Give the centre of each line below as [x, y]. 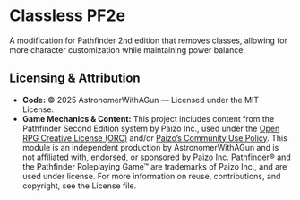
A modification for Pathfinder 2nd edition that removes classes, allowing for [149, 40]
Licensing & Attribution [75, 78]
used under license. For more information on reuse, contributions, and [151, 176]
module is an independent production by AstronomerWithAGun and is [150, 147]
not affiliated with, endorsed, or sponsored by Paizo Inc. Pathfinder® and [156, 157]
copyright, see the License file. [79, 186]
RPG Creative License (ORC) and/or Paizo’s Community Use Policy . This [155, 138]
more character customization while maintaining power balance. [128, 49]
